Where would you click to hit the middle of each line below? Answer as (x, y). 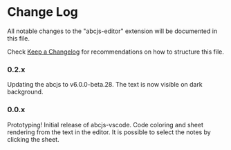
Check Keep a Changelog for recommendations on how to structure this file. (116, 52)
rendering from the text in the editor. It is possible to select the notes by (109, 132)
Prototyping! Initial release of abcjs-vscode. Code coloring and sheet (105, 125)
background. (25, 92)
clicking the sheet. (34, 139)
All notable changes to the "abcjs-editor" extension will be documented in (112, 31)
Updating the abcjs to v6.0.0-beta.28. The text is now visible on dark (105, 85)
